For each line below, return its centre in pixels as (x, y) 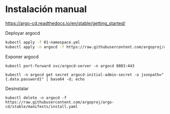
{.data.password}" (25, 79)
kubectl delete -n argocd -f (36, 98)
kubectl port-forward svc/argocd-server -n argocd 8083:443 (70, 66)
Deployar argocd (23, 33)
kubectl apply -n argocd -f (35, 47)
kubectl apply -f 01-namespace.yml (43, 42)
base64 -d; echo (68, 79)
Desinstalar (17, 88)
